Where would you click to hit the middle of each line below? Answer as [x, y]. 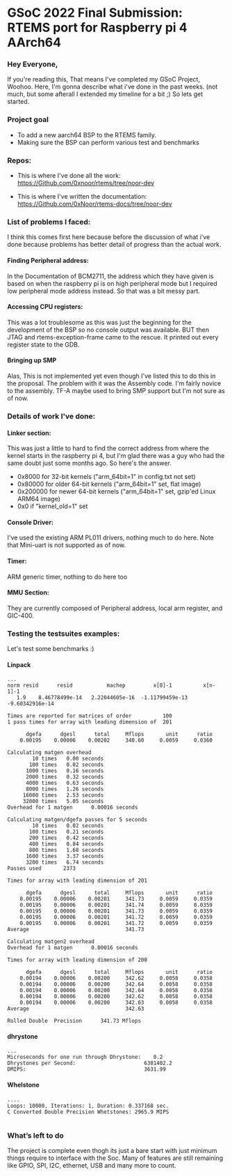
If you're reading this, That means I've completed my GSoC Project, [103, 79]
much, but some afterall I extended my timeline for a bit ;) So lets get [105, 94]
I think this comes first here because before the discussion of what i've [109, 237]
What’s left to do [35, 1136]
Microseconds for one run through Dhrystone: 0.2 [85, 1057]
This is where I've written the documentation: [82, 197]
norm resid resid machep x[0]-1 [90, 686]
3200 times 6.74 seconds [65, 862]
